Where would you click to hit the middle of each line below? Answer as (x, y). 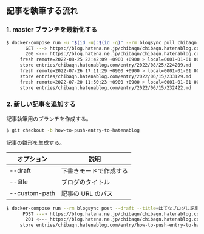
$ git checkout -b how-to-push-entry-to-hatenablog (73, 130)
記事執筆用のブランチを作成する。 (49, 119)
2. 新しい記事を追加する (41, 104)
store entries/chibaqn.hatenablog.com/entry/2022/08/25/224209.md (105, 65)
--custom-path (32, 193)
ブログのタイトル (86, 182)
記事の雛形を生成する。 (36, 142)
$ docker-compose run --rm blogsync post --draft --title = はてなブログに (98, 208)
